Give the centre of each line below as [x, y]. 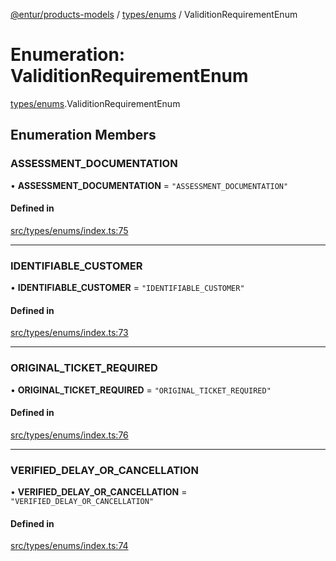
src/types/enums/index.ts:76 [69, 435]
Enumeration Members [83, 135]
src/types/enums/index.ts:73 [69, 333]
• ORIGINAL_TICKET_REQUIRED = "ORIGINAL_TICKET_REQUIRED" [141, 390]
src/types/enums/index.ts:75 [69, 230]
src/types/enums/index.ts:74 [69, 546]
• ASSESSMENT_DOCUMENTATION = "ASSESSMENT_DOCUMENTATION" [149, 185]
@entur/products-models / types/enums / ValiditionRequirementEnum [154, 14]
